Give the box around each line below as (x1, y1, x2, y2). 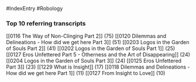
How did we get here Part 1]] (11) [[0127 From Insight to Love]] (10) (6, 70, 166, 77)
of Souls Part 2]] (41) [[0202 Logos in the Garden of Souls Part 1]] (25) (6, 45, 176, 52)
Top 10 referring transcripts (6, 19, 86, 27)
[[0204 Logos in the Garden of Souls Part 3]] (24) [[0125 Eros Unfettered (6, 58, 182, 65)
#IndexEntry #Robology (6, 5, 63, 12)
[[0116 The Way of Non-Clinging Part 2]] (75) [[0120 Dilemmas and (6, 33, 167, 40)
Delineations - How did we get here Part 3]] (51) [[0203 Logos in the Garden (6, 39, 190, 46)
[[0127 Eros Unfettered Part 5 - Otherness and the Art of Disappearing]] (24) (6, 51, 190, 58)
